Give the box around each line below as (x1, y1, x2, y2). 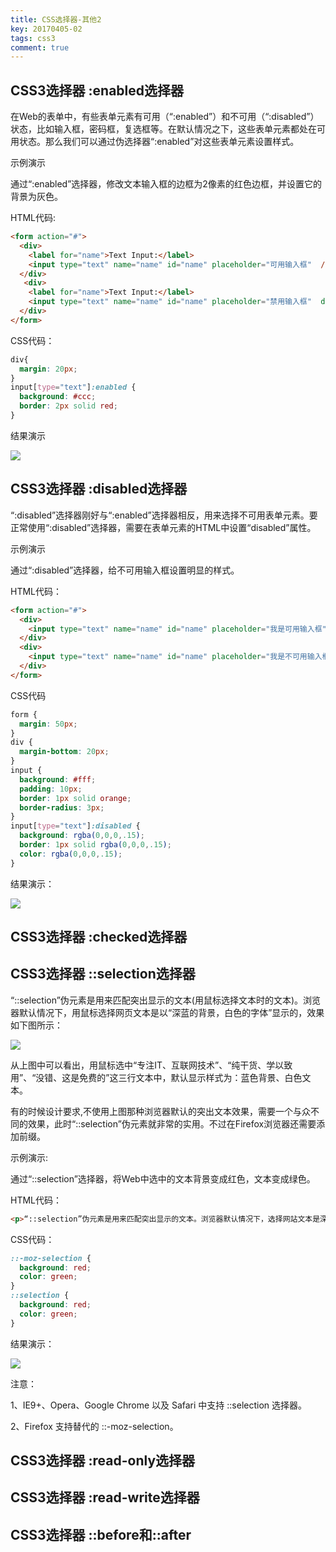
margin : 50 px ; (19, 719, 78, 729)
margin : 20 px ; (19, 364, 78, 374)
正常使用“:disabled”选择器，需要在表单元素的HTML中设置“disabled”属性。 (10, 521, 317, 533)
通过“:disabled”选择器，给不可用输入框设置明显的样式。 (10, 564, 240, 576)
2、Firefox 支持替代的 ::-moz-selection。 (10, 1420, 179, 1432)
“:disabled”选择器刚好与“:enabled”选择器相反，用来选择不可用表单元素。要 (10, 509, 318, 521)
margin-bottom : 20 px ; (19, 747, 110, 757)
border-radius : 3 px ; (19, 802, 105, 813)
